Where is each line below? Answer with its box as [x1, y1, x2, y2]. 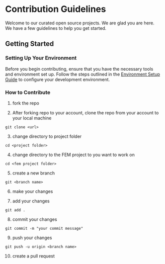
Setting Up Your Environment [5, 55, 77, 62]
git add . [5, 207, 26, 212]
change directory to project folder [12, 133, 82, 139]
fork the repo [12, 100, 40, 106]
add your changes [12, 198, 50, 204]
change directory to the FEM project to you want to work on [12, 152, 135, 158]
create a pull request [12, 253, 55, 259]
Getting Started [5, 40, 54, 48]
